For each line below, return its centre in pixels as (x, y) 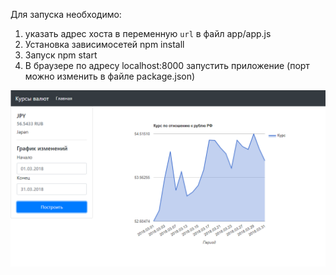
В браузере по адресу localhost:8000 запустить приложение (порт (167, 65)
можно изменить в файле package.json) (110, 76)
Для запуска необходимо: (66, 14)
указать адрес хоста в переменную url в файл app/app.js (148, 33)
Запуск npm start (61, 55)
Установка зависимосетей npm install (104, 44)
